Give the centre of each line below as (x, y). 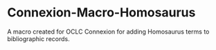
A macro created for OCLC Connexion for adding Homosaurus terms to (108, 32)
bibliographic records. (39, 38)
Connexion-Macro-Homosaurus (101, 13)
